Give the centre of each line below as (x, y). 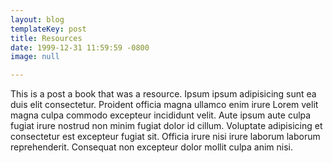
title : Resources (46, 38)
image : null (35, 57)
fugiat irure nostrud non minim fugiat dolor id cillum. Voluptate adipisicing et (166, 126)
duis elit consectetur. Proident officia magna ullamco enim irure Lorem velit (164, 105)
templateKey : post (48, 29)
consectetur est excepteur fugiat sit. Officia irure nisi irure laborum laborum (165, 137)
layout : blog (37, 19)
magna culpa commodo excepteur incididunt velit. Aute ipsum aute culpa (161, 115)
